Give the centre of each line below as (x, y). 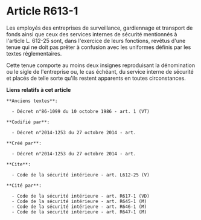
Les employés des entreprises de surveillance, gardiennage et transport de (100, 28)
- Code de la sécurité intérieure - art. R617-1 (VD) (81, 196)
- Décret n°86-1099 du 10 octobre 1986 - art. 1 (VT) (81, 111)
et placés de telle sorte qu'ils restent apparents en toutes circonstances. (96, 78)
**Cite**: (19, 164)
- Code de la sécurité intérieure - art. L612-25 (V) (81, 175)
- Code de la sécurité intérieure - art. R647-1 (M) (79, 212)
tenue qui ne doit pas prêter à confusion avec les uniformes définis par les (99, 47)
